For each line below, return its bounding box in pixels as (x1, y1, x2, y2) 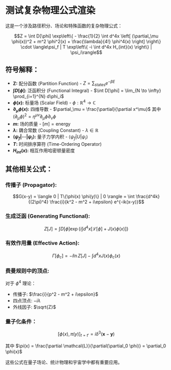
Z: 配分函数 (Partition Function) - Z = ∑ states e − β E (12, 79, 116, 88)
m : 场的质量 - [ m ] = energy (12, 121, 71, 127)
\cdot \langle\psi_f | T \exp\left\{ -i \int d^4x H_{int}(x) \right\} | (20, 44, 153, 50)
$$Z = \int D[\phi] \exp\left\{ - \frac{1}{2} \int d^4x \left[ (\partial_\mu (14, 33, 159, 39)
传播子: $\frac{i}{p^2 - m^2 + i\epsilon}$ (12, 291, 99, 298)
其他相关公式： (5, 165, 53, 173)
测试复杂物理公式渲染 (5, 5, 96, 16)
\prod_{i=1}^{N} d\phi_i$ (12, 93, 64, 100)
